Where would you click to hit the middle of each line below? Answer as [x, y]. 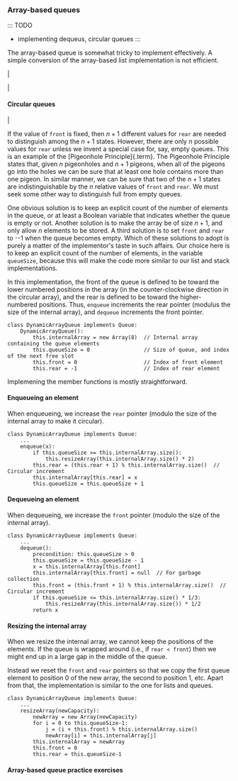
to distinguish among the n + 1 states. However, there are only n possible [113, 141]
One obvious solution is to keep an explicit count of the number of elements [118, 208]
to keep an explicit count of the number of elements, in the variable [105, 253]
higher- [191, 297]
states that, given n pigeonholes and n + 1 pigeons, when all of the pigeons [116, 164]
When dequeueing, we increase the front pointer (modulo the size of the [114, 515]
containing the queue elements [53, 343]
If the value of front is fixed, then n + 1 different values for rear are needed [117, 133]
